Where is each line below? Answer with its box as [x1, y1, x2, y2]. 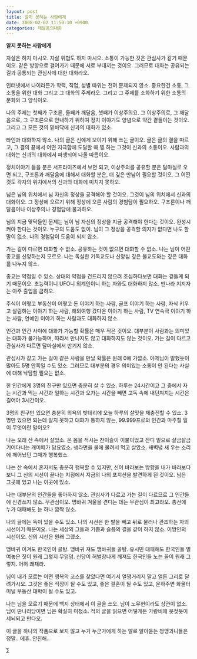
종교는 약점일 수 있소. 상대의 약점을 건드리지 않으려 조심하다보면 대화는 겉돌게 [6, 273, 183, 280]
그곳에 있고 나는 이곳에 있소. [6, 478, 71, 486]
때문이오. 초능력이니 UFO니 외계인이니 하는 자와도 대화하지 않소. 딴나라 [12, 280, 175, 287]
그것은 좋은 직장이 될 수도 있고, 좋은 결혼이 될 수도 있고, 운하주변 [28, 581, 175, 588]
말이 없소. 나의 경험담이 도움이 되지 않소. [6, 233, 99, 240]
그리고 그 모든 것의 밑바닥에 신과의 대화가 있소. [6, 124, 113, 131]
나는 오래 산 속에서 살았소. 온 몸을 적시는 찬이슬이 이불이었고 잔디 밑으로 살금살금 [6, 437, 191, 444]
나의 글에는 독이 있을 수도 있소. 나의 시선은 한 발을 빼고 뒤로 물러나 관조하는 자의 [6, 519, 189, 526]
